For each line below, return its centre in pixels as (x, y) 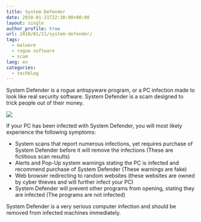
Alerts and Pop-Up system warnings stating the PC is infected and (97, 163)
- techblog (25, 73)
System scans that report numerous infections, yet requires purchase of (104, 144)
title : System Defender (36, 12)
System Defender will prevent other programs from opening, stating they (105, 188)
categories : (21, 67)
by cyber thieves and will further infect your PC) (74, 182)
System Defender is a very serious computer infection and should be (91, 206)
